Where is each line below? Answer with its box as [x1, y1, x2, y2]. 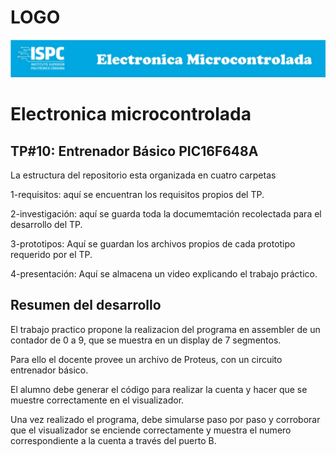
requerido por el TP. [10, 248, 93, 260]
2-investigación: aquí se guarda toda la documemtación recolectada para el [10, 207, 322, 220]
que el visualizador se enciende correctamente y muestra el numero [10, 424, 292, 436]
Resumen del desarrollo [10, 297, 162, 314]
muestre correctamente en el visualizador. [10, 394, 185, 406]
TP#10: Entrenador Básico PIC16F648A [10, 142, 259, 160]
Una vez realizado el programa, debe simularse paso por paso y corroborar [10, 413, 321, 425]
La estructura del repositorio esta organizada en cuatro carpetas [10, 169, 277, 181]
